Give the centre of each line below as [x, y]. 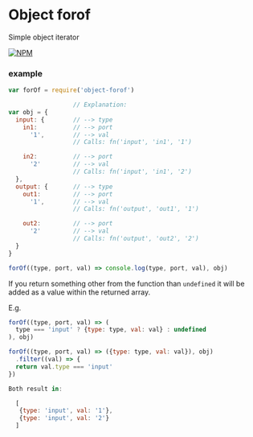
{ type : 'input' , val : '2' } [64, 418]
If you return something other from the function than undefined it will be [126, 283]
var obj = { [28, 112]
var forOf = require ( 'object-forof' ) [71, 90]
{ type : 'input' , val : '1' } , [66, 411]
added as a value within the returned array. [80, 292]
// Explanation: [100, 105]
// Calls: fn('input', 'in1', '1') [133, 142]
